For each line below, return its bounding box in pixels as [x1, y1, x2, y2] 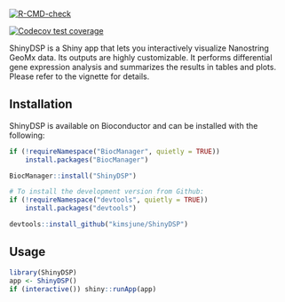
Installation [9, 97, 73, 112]
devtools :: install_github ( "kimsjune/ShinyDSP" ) [9, 220, 189, 229]
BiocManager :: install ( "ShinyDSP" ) [9, 171, 138, 180]
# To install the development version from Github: [9, 187, 204, 196]
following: [9, 130, 45, 140]
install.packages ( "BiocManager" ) [25, 155, 149, 164]
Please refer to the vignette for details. [9, 71, 150, 82]
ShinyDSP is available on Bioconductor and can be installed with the [9, 120, 258, 131]
